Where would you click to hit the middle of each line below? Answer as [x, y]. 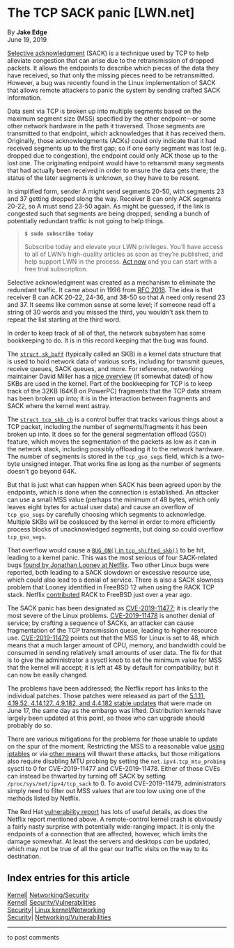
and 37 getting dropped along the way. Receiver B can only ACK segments [114, 198]
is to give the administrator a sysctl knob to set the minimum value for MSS [115, 660]
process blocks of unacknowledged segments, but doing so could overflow [116, 529]
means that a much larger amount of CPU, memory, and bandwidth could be [117, 645]
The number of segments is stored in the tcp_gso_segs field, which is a [108, 456]
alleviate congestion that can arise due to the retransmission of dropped [111, 60]
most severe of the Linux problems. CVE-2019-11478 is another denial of [111, 615]
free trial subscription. [56, 269]
